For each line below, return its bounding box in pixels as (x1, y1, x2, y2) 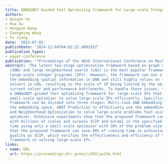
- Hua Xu (5, 21, 23, 26)
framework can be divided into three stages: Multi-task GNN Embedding (9, 100, 162, 105)
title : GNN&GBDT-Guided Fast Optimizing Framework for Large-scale (5, 7, 149, 12)
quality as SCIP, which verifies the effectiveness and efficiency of (9, 133, 160, 138)
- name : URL (5, 147, 30, 152)
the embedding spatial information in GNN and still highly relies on (9, 77, 160, 82)
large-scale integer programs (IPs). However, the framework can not (9, 72, 157, 77)
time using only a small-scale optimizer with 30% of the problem (9, 123, 151, 128)
